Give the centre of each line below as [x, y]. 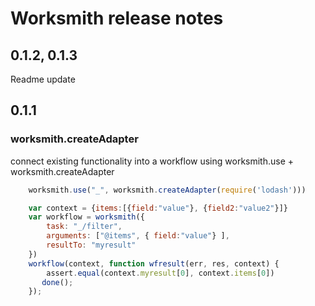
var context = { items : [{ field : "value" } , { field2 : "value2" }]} [158, 208]
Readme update [43, 79]
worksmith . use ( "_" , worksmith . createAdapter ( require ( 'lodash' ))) [167, 190]
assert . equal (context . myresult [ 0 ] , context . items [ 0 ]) [160, 273]
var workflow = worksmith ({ [86, 217]
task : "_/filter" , [84, 227]
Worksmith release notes [117, 18]
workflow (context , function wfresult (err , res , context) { [154, 263]
